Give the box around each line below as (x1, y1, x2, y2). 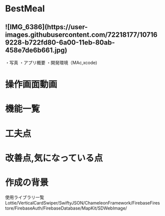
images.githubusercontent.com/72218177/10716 (5, 30, 158, 39)
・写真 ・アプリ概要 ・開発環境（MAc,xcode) (5, 60, 97, 65)
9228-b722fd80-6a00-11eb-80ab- (5, 38, 115, 47)
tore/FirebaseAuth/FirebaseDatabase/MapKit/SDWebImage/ (5, 205, 127, 211)
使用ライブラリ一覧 (5, 194, 44, 200)
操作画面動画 (5, 79, 58, 90)
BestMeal (5, 3, 45, 14)
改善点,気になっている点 (5, 152, 103, 163)
